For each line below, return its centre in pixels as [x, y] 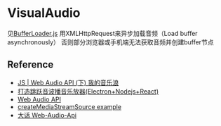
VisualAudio [44, 13]
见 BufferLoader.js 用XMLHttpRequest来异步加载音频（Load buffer [102, 33]
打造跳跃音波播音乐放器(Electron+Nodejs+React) [88, 91]
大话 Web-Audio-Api [47, 115]
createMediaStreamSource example [69, 106]
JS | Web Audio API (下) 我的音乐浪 [68, 82]
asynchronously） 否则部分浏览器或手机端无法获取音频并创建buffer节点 [110, 42]
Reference [31, 65]
